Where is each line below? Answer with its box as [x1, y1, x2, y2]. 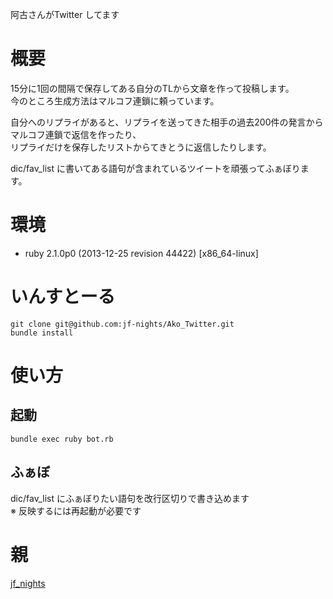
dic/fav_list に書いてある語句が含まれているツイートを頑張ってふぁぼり [10, 162, 301, 174]
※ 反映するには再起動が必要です [10, 504, 142, 517]
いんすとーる [10, 286, 116, 308]
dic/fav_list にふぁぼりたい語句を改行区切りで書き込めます [10, 492, 250, 504]
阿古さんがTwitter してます [10, 9, 120, 20]
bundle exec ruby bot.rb [10, 434, 114, 444]
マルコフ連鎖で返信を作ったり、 [10, 128, 142, 140]
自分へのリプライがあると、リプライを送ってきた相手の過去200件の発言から [10, 116, 324, 128]
